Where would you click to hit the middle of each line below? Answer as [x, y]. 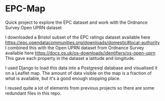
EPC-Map [25, 9]
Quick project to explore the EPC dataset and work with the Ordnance [77, 22]
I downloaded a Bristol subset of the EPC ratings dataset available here [78, 37]
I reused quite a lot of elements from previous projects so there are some [80, 88]
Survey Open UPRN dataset [34, 27]
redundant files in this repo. [33, 93]
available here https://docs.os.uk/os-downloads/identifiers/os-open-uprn [80, 53]
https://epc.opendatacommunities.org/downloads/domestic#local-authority [82, 42]
